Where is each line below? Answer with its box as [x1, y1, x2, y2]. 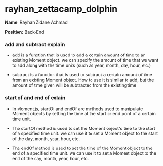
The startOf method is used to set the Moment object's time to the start [12, 125, 155, 131]
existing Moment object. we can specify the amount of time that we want [12, 57, 159, 63]
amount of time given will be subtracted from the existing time [12, 82, 137, 88]
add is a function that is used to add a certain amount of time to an [12, 52, 146, 58]
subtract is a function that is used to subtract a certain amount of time [12, 72, 152, 78]
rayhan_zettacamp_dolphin [5, 3, 118, 15]
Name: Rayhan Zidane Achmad [5, 19, 68, 25]
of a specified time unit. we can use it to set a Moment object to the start [12, 130, 158, 136]
